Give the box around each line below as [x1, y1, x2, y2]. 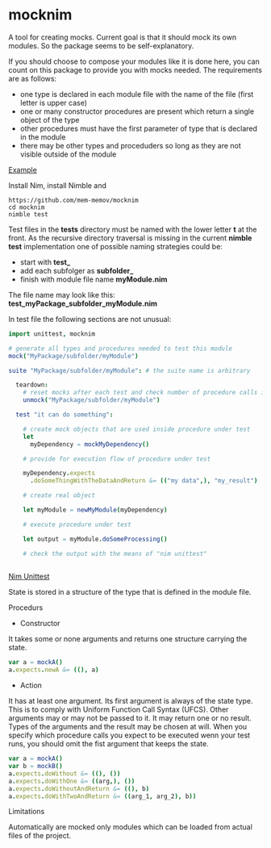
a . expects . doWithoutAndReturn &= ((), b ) [8, 784, 150, 792]
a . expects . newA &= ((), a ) [8, 666, 99, 675]
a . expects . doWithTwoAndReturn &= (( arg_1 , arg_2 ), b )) [8, 792, 197, 800]
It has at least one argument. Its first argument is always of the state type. [8, 696, 253, 706]
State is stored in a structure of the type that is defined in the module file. [8, 587, 252, 597]
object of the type [19, 115, 80, 124]
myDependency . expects [23, 470, 95, 478]
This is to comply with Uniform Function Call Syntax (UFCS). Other [8, 704, 229, 715]
